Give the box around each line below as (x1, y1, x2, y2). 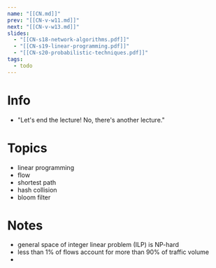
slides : (7, 29, 30, 37)
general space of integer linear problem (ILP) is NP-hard (17, 241, 180, 249)
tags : (7, 56, 23, 63)
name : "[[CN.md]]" (7, 10, 61, 17)
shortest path (17, 178, 57, 186)
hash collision (17, 185, 57, 194)
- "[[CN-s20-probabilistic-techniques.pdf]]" (13, 50, 149, 57)
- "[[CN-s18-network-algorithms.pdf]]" (13, 36, 130, 43)
